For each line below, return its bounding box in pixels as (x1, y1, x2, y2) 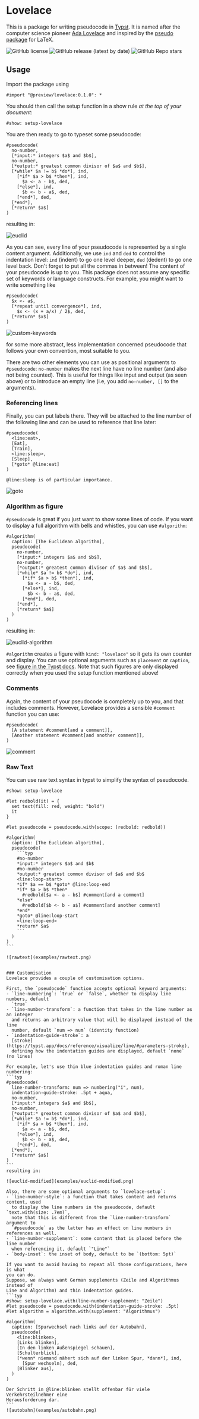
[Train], (11, 446, 33, 452)
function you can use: (6, 710, 59, 718)
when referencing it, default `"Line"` (11, 1246, 110, 1252)
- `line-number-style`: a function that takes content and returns (6, 1194, 177, 1199)
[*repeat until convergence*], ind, (11, 303, 102, 309)
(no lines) (6, 1053, 33, 1059)
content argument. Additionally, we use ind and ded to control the (6, 249, 166, 256)
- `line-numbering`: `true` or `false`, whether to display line (6, 991, 171, 997)
